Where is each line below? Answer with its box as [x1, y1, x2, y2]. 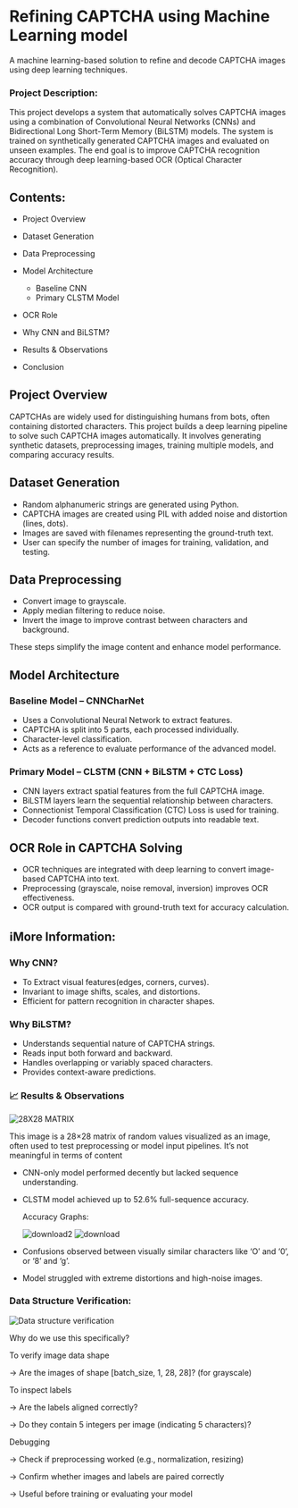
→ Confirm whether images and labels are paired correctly [9, 1470, 225, 1481]
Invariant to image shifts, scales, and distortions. [21, 986, 201, 997]
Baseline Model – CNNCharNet [9, 695, 145, 707]
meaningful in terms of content [9, 1150, 123, 1160]
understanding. [21, 1176, 79, 1187]
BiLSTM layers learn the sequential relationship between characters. [21, 796, 274, 806]
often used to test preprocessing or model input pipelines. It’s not [9, 1140, 249, 1150]
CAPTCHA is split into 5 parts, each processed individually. [21, 724, 239, 735]
